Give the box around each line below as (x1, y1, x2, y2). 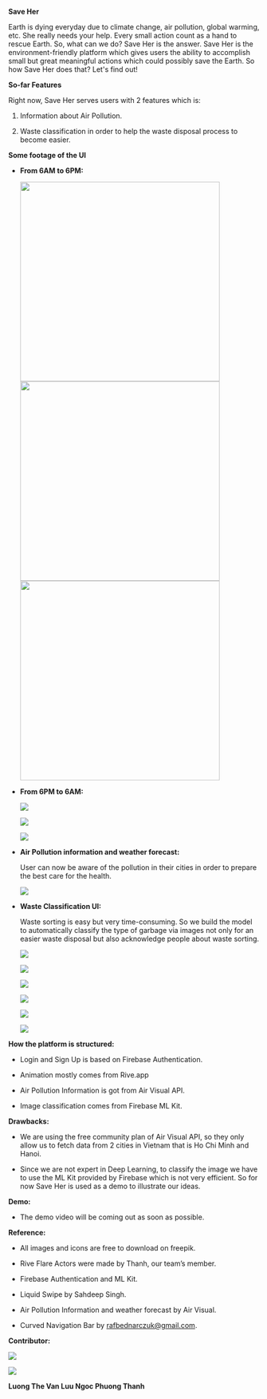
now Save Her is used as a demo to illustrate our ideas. (19, 1181, 201, 1191)
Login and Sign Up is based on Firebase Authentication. (19, 1055, 203, 1064)
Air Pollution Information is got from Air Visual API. (19, 1085, 186, 1095)
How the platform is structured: (8, 1039, 115, 1049)
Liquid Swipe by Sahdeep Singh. (19, 1290, 127, 1299)
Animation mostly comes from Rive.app (19, 1070, 149, 1080)
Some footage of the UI (8, 151, 86, 160)
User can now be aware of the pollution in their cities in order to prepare (19, 863, 257, 872)
